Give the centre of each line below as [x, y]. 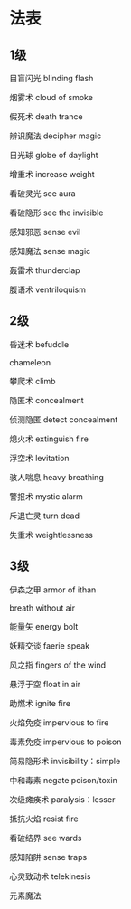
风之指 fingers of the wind [58, 665]
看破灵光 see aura [42, 194]
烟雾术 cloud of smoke [51, 97]
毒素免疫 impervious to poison [65, 742]
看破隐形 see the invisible [56, 213]
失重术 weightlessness [51, 535]
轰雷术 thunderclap [45, 270]
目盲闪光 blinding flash [51, 78]
